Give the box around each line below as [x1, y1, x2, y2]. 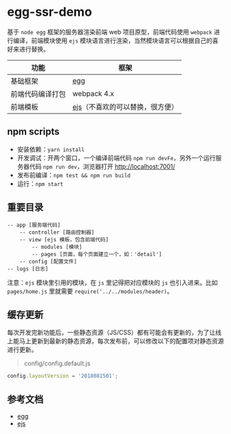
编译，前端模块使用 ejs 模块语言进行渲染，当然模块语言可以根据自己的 [12, 36, 213, 45]
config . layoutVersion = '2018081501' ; [7, 373, 118, 380]
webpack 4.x [72, 89, 115, 98]
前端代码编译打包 [10, 89, 67, 98]
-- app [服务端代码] [7, 221, 60, 228]
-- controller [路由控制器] [19, 228, 95, 236]
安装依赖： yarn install [16, 145, 85, 153]
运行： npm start [16, 180, 64, 188]
